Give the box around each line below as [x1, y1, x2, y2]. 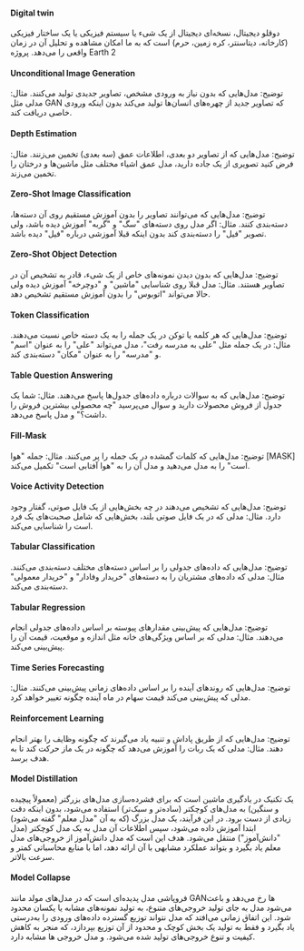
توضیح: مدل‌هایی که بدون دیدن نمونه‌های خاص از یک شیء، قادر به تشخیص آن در [10, 269, 279, 280]
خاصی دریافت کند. [10, 107, 73, 118]
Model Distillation [10, 774, 78, 784]
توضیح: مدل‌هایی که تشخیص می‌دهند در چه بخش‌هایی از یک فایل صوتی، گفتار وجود [10, 501, 287, 511]
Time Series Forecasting [10, 662, 105, 673]
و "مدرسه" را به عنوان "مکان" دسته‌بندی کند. [10, 349, 162, 359]
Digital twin [10, 7, 54, 18]
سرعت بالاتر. [10, 851, 55, 862]
